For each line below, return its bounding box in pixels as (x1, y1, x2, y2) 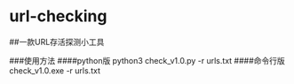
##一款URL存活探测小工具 (9, 36, 105, 47)
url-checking (9, 6, 107, 27)
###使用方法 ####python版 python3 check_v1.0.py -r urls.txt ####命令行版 (9, 55, 286, 65)
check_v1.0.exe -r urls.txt (9, 65, 100, 76)
